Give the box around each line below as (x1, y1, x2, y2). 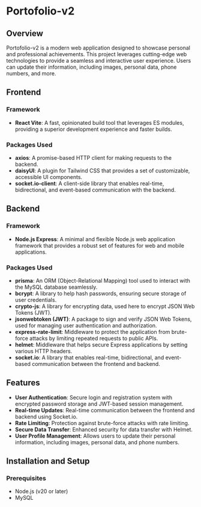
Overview (6, 28, 44, 39)
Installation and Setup (6, 456, 90, 467)
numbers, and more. (6, 70, 56, 77)
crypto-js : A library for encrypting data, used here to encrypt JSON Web (14, 303, 195, 310)
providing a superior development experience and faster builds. (14, 125, 172, 133)
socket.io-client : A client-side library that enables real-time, (14, 180, 164, 187)
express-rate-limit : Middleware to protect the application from (14, 328, 170, 335)
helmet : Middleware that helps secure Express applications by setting (14, 341, 188, 348)
